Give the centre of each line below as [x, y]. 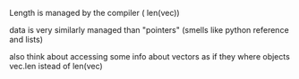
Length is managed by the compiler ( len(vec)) [95, 13]
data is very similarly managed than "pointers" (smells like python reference [149, 30]
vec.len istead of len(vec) [56, 66]
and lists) [26, 39]
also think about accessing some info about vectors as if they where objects [150, 56]
